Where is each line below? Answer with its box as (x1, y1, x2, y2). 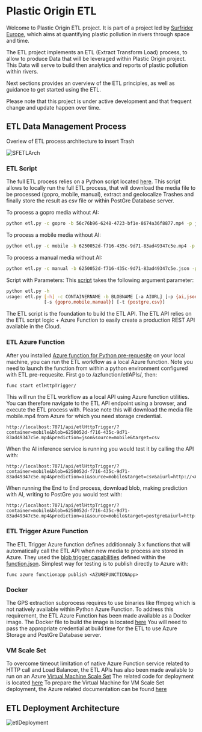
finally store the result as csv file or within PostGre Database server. (6, 197, 174, 204)
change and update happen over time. (6, 104, 101, 111)
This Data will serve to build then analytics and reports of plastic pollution (6, 61, 188, 69)
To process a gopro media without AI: (6, 209, 99, 216)
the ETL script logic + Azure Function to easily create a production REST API (6, 316, 195, 324)
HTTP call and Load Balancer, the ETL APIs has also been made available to (6, 666, 194, 674)
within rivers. (6, 67, 38, 75)
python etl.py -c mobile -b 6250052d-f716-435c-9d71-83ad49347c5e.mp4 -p (6, 243, 195, 249)
